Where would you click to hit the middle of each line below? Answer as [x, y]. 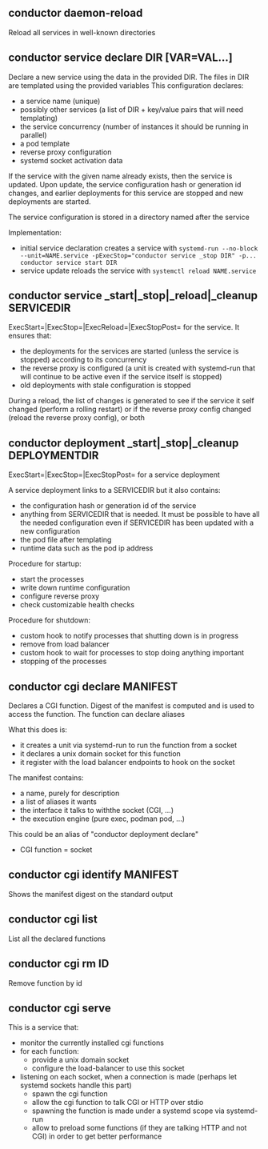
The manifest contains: [46, 778]
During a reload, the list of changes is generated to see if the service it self [131, 401]
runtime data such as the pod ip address [86, 548]
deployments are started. [50, 201]
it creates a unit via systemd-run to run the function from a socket [128, 745]
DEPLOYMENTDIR [54, 455]
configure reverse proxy [60, 596]
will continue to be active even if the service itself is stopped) [121, 377]
